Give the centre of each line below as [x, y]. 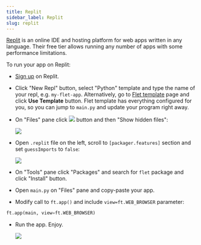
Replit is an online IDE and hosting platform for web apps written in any [94, 40]
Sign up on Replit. [37, 77]
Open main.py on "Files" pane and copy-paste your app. [85, 190]
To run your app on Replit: [38, 65]
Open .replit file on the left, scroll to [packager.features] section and [103, 143]
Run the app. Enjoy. [39, 224]
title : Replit [24, 12]
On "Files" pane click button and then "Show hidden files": [91, 120]
